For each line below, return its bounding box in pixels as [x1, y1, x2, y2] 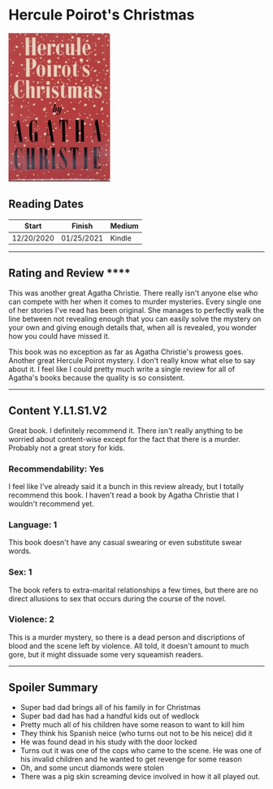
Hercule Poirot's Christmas [8, 6, 195, 24]
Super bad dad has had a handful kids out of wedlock [19, 711, 200, 721]
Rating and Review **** [8, 267, 132, 280]
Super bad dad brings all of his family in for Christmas [19, 702, 201, 712]
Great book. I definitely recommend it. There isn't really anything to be [8, 425, 244, 436]
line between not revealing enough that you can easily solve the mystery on [8, 314, 262, 323]
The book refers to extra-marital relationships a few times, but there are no [8, 585, 258, 595]
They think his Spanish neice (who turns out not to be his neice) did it [19, 728, 253, 738]
